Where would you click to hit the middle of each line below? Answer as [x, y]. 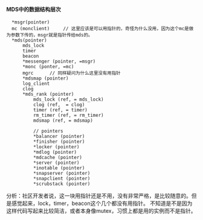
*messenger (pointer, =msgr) [59, 61]
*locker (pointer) [56, 147]
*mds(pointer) [29, 40]
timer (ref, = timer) [60, 110]
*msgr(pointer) [31, 22]
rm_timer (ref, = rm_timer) [68, 115]
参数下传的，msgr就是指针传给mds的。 [52, 35]
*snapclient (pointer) [62, 179]
